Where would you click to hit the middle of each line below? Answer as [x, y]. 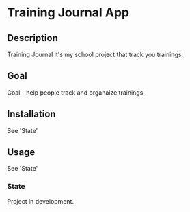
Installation [31, 114]
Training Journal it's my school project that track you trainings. [95, 54]
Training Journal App [68, 13]
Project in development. [40, 201]
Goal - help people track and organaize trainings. [76, 92]
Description [32, 38]
